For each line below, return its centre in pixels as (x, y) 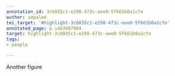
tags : (13, 39)
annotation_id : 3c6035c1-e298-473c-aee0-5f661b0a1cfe (75, 12)
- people (17, 45)
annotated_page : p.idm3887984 (44, 28)
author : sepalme (26, 17)
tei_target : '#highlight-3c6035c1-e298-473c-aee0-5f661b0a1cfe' (88, 23)
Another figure (24, 66)
